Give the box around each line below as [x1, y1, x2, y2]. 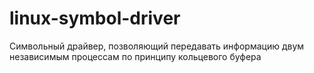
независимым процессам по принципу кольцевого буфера [9, 50, 262, 62]
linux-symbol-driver [9, 7, 181, 30]
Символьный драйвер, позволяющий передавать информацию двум [9, 40, 305, 52]
